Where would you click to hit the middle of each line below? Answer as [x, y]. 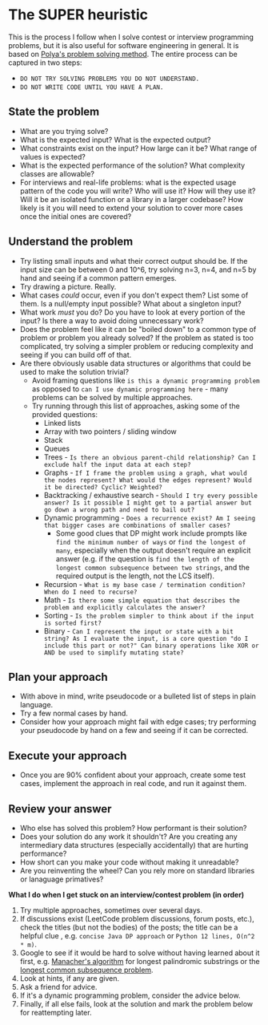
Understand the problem [71, 242]
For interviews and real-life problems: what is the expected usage [128, 182]
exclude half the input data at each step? [117, 464]
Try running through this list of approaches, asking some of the [136, 406]
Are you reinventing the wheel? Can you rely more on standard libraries [137, 871]
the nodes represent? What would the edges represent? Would [148, 480]
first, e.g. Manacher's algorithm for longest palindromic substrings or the [140, 961]
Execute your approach [68, 756]
